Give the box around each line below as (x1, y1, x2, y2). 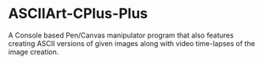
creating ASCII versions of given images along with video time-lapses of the (8, 38, 255, 48)
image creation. (8, 47, 59, 56)
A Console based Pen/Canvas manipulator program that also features (8, 30, 235, 40)
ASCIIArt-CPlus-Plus (8, 5, 148, 23)
